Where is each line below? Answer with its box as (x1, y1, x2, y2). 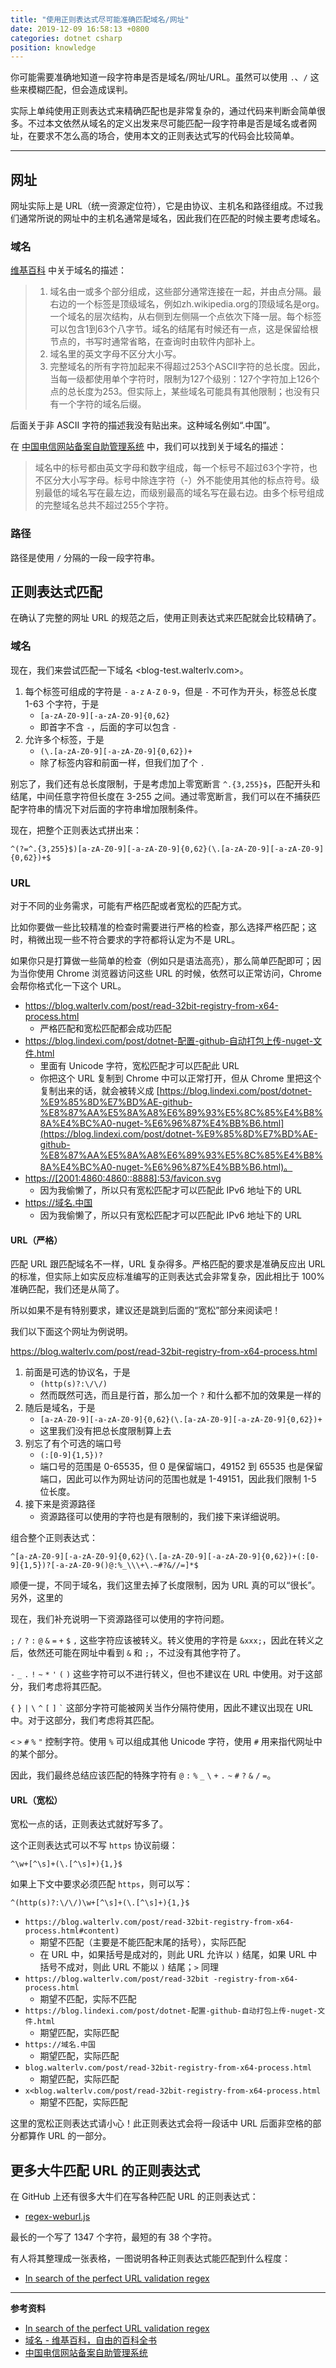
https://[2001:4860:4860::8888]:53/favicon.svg (24, 1172, 222, 1185)
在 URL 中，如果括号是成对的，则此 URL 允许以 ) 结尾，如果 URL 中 (39, 1949, 318, 1961)
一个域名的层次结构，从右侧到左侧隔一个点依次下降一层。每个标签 (49, 311, 322, 323)
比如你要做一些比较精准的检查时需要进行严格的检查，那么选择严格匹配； (10, 921, 308, 933)
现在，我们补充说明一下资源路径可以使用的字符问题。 (10, 1613, 230, 1625)
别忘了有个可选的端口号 (24, 1437, 122, 1450)
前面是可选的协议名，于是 (24, 1366, 131, 1378)
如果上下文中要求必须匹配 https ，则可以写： (10, 1878, 193, 1890)
